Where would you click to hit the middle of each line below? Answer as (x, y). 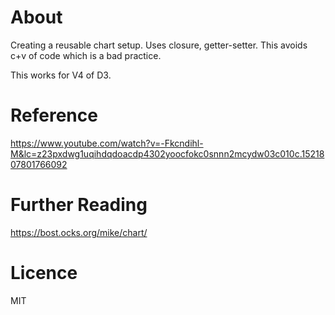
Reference (54, 115)
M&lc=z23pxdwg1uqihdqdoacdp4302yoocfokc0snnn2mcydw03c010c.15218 (167, 153)
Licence (44, 273)
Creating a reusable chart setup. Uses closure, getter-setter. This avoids (159, 45)
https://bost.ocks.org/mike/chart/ (79, 232)
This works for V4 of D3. (61, 75)
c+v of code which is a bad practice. (86, 55)
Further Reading (79, 205)
